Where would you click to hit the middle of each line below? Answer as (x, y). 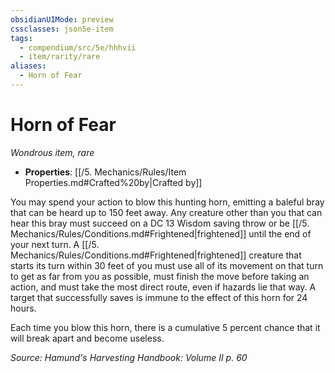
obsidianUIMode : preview (62, 19)
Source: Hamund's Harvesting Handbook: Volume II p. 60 (129, 357)
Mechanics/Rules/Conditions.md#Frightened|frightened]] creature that (156, 255)
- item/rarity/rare (60, 57)
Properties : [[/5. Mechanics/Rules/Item (105, 172)
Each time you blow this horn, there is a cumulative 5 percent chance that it (165, 327)
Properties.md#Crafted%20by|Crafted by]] (113, 182)
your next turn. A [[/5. (55, 244)
